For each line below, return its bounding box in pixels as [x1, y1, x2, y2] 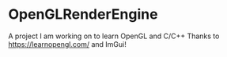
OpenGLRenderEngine [8, 5, 158, 23]
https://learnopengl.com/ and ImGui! [8, 39, 127, 48]
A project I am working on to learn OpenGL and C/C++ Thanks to [8, 31, 220, 41]
